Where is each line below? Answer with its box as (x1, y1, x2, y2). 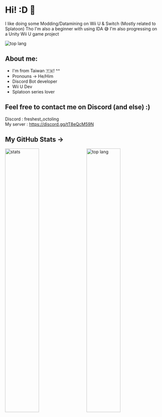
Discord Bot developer (12, 78, 58, 84)
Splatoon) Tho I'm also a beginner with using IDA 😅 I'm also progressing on (5, 25, 158, 31)
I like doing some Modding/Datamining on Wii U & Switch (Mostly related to (5, 21, 156, 26)
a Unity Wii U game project (5, 31, 60, 37)
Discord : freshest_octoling (5, 116, 60, 122)
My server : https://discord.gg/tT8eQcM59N (5, 121, 94, 127)
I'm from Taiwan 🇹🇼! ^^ (12, 68, 60, 73)
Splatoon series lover (12, 89, 55, 94)
